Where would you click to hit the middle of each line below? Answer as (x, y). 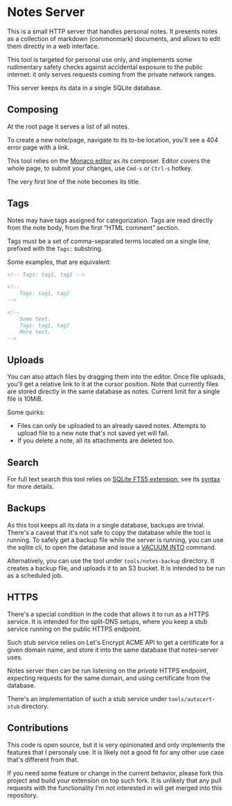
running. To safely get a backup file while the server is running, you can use (115, 540)
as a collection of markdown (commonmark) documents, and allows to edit (114, 38)
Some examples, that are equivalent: (59, 262)
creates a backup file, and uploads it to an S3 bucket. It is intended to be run (116, 568)
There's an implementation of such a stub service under (87, 698)
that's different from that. (43, 759)
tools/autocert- (192, 699)
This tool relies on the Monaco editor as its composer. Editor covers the (109, 161)
